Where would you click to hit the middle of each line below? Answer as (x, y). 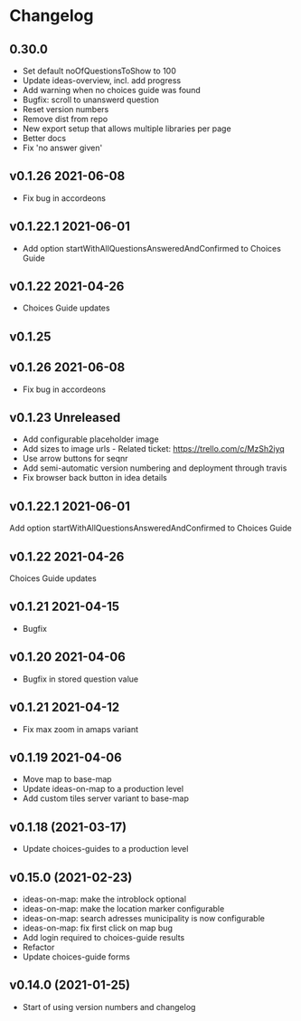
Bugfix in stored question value (80, 679)
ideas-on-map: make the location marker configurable (123, 908)
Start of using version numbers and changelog (109, 1007)
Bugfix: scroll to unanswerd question (91, 100)
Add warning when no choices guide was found (111, 90)
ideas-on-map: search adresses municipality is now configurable (143, 918)
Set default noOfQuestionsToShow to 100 (99, 71)
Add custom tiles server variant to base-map (106, 798)
